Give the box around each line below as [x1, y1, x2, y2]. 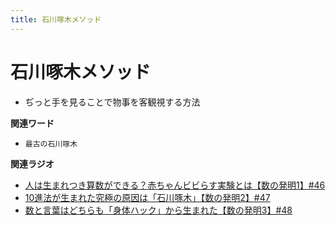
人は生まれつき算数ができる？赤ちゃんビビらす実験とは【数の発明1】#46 [24, 179, 326, 191]
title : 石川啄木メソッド [10, 14, 102, 25]
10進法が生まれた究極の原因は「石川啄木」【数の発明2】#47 [24, 191, 271, 203]
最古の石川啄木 [24, 139, 78, 149]
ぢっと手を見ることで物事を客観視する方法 [24, 96, 201, 108]
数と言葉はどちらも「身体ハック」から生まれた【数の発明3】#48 [24, 204, 293, 216]
